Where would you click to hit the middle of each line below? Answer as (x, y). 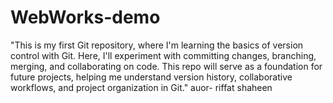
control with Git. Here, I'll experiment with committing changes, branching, (163, 55)
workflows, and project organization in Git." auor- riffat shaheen (141, 87)
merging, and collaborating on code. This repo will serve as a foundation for (166, 66)
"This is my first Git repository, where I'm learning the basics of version (157, 45)
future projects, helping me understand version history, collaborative (151, 77)
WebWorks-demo (85, 17)
